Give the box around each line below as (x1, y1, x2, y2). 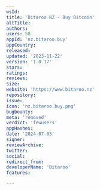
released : (6, 48, 31, 54)
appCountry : (6, 42, 36, 48)
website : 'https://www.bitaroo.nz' (6, 87, 95, 93)
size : (6, 81, 20, 87)
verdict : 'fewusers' (6, 120, 58, 126)
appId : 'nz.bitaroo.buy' (6, 36, 68, 42)
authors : (6, 25, 28, 32)
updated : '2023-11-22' (6, 53, 63, 59)
